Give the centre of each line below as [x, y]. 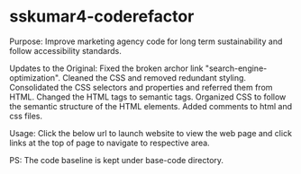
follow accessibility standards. [65, 50]
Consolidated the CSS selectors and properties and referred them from [141, 87]
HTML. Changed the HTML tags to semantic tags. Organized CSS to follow [148, 97]
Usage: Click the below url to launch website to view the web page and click [151, 133]
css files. [26, 116]
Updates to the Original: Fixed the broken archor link [106, 68]
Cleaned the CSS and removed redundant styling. [154, 77]
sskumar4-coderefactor [102, 17]
